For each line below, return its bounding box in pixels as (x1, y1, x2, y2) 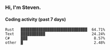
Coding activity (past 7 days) (5, 16, 66, 22)
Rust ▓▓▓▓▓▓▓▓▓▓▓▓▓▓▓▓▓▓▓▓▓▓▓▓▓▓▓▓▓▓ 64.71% (5, 27, 106, 32)
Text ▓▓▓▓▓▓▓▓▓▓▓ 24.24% (5, 32, 106, 37)
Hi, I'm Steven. (5, 4, 41, 11)
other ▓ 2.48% (5, 40, 106, 46)
